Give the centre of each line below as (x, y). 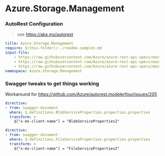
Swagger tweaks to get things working (52, 83)
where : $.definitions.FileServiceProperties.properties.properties (80, 140)
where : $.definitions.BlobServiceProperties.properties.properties (80, 112)
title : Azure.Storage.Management (39, 44)
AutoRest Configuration (34, 24)
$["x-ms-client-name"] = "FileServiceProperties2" (67, 148)
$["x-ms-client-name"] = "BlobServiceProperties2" (67, 121)
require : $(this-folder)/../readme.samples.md (54, 48)
